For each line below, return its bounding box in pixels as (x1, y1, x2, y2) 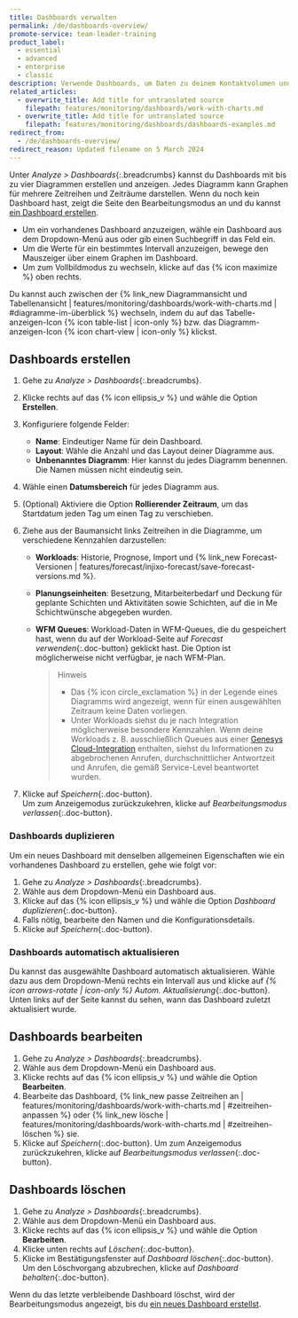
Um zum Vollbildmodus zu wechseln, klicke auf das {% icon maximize (21, 262, 278, 272)
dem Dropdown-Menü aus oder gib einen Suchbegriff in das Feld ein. (21, 233, 276, 244)
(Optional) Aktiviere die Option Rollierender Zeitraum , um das (21, 498, 248, 510)
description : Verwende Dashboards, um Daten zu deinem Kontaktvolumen (9, 79, 276, 88)
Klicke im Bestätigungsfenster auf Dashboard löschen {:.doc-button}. (21, 1252, 274, 1264)
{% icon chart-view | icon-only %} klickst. (64, 326, 217, 337)
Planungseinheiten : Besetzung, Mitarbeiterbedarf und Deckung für (35, 588, 283, 599)
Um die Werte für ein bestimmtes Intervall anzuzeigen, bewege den (21, 243, 269, 254)
